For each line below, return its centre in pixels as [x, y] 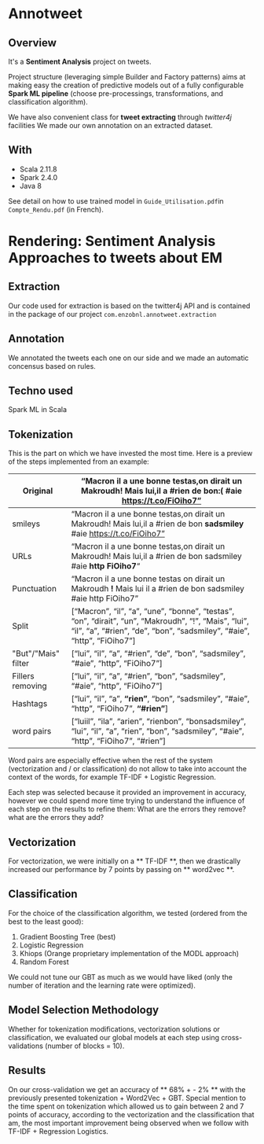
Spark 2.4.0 [38, 177]
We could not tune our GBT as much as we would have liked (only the [121, 977]
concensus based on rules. [52, 366]
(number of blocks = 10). [84, 1046]
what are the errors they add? [56, 818]
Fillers [23, 676]
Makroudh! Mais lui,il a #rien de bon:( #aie [161, 491]
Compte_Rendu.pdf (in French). [56, 209]
